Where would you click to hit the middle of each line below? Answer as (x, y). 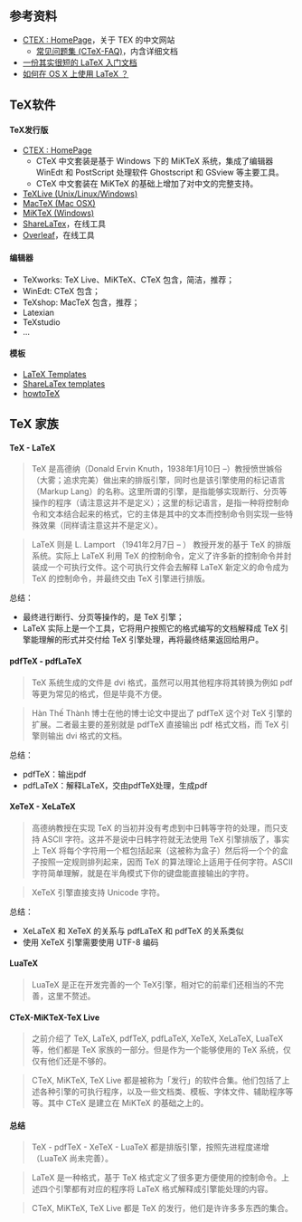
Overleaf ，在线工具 (58, 235)
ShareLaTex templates (64, 384)
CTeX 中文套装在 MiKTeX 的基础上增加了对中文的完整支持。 (147, 184)
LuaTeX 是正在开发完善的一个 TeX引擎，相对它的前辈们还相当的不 (154, 985)
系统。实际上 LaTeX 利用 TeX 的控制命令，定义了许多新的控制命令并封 (161, 556)
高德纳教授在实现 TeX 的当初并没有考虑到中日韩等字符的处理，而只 (156, 827)
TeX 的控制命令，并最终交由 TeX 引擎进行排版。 (121, 578)
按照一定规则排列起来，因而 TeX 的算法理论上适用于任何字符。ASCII (166, 862)
